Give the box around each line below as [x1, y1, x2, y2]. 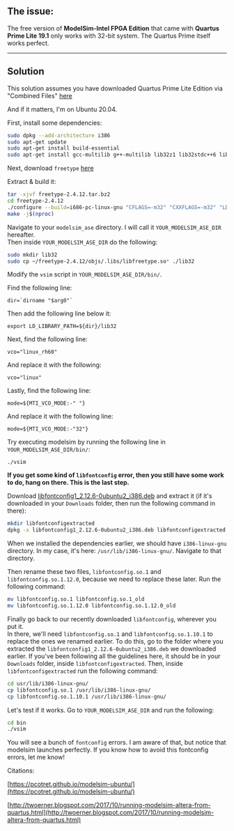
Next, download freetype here [7, 164, 94, 173]
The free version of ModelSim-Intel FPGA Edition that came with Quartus [7, 24, 219, 32]
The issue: [7, 6, 54, 17]
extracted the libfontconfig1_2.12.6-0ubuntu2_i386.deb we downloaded [7, 644, 217, 653]
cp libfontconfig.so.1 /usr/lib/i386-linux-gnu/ [7, 686, 151, 694]
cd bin [7, 719, 26, 727]
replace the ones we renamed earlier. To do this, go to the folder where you [7, 637, 224, 645]
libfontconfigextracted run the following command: [7, 667, 158, 675]
